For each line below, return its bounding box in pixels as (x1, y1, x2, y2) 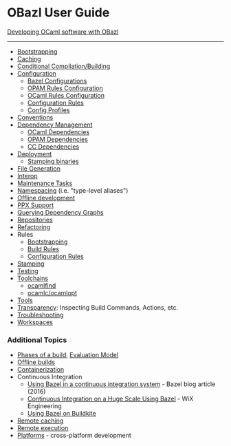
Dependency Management (16, 120, 93, 129)
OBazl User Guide (7, 5, 110, 21)
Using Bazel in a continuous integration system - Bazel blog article (27, 380, 216, 388)
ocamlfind (27, 281, 56, 290)
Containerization (16, 365, 65, 374)
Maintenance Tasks (16, 179, 73, 187)
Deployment (16, 149, 52, 158)
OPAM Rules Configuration (27, 84, 103, 92)
